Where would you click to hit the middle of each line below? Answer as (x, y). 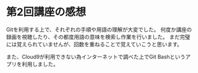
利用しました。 (40, 64)
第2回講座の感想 (46, 12)
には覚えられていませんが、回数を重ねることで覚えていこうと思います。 (95, 44)
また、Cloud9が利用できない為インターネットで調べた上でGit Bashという (96, 57)
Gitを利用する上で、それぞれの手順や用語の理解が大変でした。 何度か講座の (99, 29)
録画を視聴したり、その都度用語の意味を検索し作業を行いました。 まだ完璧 (98, 36)
